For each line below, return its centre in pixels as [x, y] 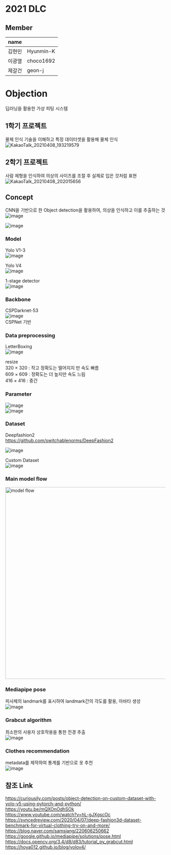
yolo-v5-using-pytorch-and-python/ [43, 804]
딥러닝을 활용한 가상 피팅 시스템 [37, 108]
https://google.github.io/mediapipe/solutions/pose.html [63, 836]
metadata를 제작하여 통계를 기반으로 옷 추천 [49, 763]
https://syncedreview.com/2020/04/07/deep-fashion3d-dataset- [73, 820]
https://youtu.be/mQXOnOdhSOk [40, 809]
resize [12, 362]
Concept [19, 197]
